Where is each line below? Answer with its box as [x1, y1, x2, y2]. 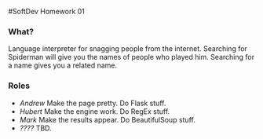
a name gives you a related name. [8, 60, 118, 70]
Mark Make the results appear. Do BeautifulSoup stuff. [19, 115, 196, 124]
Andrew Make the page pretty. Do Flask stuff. [19, 98, 166, 108]
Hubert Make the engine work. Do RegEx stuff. [19, 106, 170, 116]
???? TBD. [19, 123, 53, 133]
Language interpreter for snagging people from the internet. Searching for [8, 44, 247, 53]
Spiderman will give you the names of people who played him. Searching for [8, 53, 255, 62]
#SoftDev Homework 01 [8, 7, 85, 16]
